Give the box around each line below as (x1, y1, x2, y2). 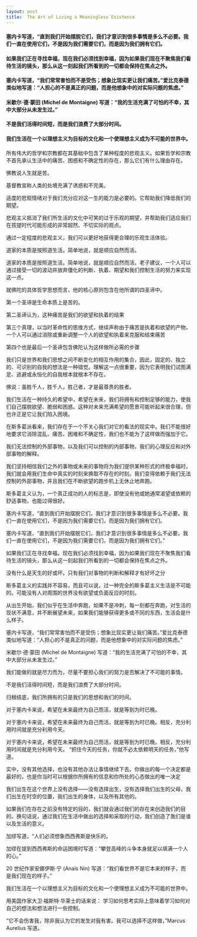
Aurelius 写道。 (6, 924, 43, 931)
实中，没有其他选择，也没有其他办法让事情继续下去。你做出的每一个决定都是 (6, 765, 191, 772)
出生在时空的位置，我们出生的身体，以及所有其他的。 (11, 792, 140, 800)
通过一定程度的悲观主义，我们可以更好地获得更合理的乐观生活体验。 (6, 234, 171, 241)
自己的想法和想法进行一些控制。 (6, 904, 83, 912)
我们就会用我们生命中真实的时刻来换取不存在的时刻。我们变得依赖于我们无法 (6, 470, 191, 477)
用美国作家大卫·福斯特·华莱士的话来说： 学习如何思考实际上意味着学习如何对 (6, 897, 191, 904)
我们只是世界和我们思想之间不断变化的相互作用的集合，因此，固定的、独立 (6, 356, 186, 363)
